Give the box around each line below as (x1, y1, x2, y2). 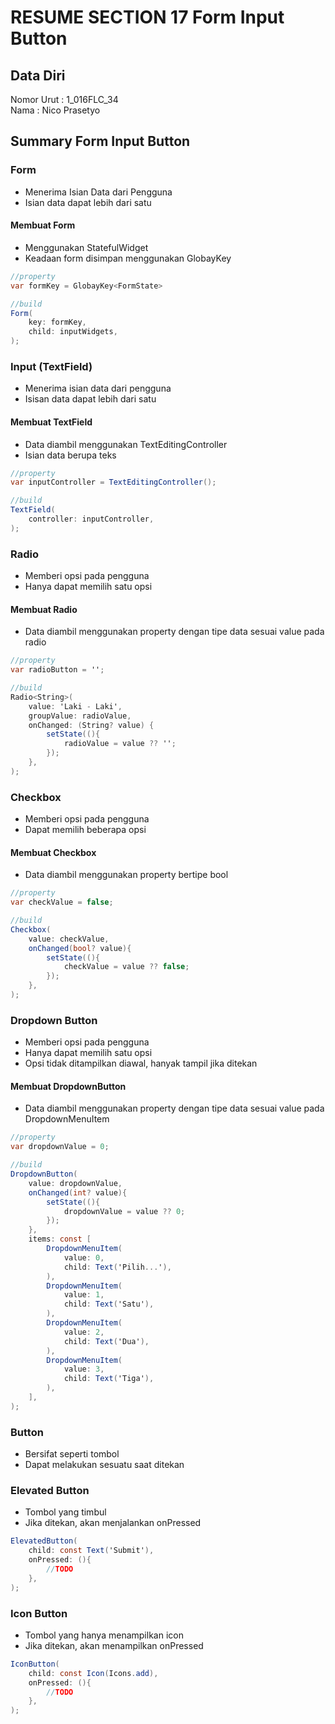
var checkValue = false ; (10, 897, 114, 908)
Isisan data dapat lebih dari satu (24, 393, 157, 405)
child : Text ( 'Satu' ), (63, 1299, 155, 1310)
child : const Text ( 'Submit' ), (28, 1546, 155, 1556)
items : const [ (28, 1234, 92, 1245)
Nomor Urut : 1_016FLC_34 (10, 94, 119, 105)
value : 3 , (63, 1364, 105, 1375)
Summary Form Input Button (10, 133, 191, 150)
